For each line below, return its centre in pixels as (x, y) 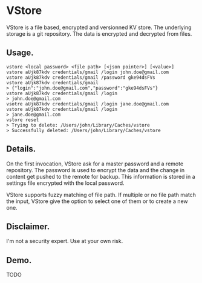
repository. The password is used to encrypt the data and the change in (96, 170)
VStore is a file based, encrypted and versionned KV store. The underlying (99, 27)
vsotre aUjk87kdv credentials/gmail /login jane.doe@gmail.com (88, 104)
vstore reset (23, 120)
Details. (21, 149)
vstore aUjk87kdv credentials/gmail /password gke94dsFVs (81, 77)
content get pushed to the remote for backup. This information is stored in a (101, 176)
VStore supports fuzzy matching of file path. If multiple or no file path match (101, 195)
